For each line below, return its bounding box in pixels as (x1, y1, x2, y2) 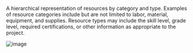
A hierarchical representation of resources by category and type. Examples (6, 5, 187, 12)
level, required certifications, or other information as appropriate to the (6, 23, 177, 30)
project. (6, 29, 25, 36)
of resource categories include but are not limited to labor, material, (6, 11, 168, 18)
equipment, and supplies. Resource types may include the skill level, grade (6, 17, 186, 24)
